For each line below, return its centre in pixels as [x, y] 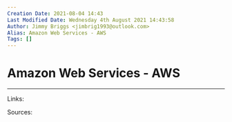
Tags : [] [20, 39]
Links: [16, 99]
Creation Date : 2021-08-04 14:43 [55, 13]
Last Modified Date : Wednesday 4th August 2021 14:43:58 [91, 20]
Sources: [20, 112]
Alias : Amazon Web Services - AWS [57, 33]
